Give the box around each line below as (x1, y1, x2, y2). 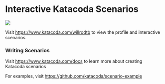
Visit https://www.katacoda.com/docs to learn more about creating (5, 58, 143, 64)
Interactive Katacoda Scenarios (5, 3, 139, 15)
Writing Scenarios (5, 47, 50, 54)
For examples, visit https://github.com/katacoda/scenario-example (5, 73, 142, 79)
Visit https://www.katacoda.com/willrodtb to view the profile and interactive (5, 29, 161, 35)
